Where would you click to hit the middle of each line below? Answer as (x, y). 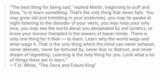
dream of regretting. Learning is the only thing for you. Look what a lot (82, 55)
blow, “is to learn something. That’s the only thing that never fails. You (82, 12)
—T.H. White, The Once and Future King (52, 65)
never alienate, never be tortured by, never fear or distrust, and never (81, 49)
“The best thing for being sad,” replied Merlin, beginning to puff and (79, 7)
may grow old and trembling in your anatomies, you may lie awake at (80, 18)
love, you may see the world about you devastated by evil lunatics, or (81, 28)
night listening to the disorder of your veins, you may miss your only (79, 23)
